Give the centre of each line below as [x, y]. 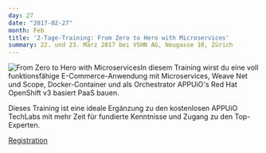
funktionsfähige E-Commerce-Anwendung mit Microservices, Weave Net [128, 76]
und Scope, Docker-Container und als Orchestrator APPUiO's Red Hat [123, 85]
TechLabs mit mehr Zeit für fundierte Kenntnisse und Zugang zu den [121, 117]
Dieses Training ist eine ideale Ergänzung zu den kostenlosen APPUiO [123, 109]
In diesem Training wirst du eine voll [199, 67]
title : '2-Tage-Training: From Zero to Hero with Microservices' [119, 38]
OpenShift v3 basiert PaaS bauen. [64, 93]
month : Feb [26, 30]
